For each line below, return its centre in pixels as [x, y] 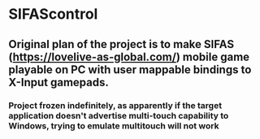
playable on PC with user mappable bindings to [130, 69]
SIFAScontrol [53, 14]
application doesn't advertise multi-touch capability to [119, 115]
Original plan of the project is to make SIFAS [121, 44]
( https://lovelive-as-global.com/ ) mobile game [129, 56]
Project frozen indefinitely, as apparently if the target [115, 105]
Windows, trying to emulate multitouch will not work [114, 125]
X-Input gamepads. [59, 82]
